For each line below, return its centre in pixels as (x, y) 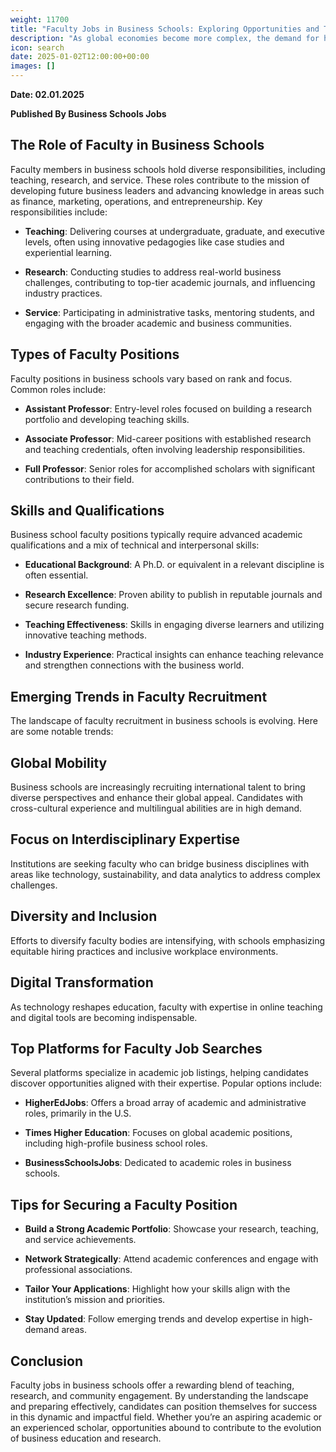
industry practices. (63, 293)
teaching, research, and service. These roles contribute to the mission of (160, 180)
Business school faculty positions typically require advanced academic (156, 535)
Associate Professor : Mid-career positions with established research (168, 438)
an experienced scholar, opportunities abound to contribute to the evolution (166, 1427)
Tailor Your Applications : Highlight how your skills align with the (157, 1289)
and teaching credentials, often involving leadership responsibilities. (165, 449)
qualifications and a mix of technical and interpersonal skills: (135, 545)
